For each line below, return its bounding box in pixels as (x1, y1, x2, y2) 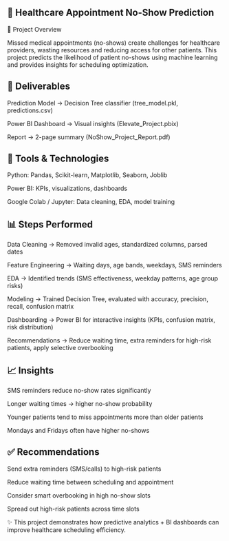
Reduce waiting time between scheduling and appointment (7, 478, 174, 486)
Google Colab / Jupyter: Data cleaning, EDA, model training (7, 198, 175, 206)
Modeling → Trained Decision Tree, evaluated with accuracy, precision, (7, 295, 208, 303)
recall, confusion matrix (7, 303, 74, 311)
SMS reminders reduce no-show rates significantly (7, 387, 151, 395)
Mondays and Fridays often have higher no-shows (7, 427, 150, 435)
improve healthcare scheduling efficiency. (7, 525, 126, 534)
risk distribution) (7, 323, 54, 331)
